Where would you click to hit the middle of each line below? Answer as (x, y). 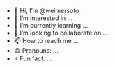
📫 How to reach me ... (46, 41)
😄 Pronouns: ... (36, 51)
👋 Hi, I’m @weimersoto (46, 11)
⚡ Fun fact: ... (33, 58)
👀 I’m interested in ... (43, 18)
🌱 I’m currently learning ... (51, 25)
